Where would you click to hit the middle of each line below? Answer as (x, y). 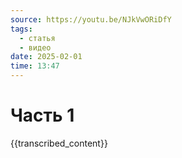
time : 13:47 (35, 66)
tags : (21, 29)
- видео (35, 47)
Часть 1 (42, 115)
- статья (37, 38)
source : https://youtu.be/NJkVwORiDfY (91, 19)
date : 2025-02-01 (46, 57)
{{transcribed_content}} (59, 143)
